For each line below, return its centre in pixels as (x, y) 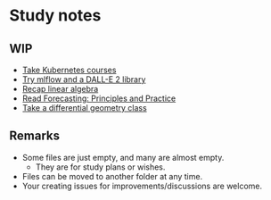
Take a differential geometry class (84, 108)
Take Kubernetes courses (69, 70)
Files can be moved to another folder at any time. (112, 176)
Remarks (35, 136)
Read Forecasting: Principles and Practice (99, 98)
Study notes (55, 16)
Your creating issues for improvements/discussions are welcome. (142, 186)
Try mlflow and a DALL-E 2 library (84, 79)
